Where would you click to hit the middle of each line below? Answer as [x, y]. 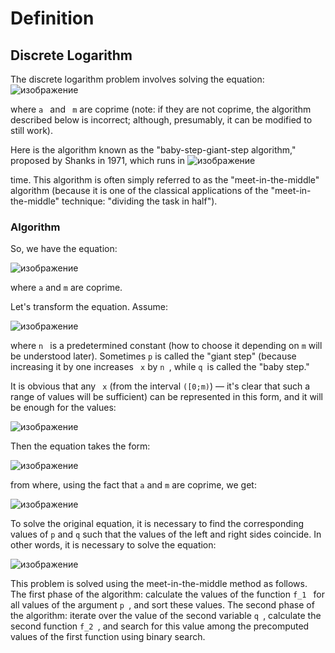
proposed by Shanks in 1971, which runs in [97, 160]
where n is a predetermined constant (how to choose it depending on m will [166, 346]
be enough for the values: [63, 408]
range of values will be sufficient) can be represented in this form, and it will [167, 397]
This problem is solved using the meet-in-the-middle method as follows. [159, 584]
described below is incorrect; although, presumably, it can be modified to [161, 120]
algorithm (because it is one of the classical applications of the [139, 190]
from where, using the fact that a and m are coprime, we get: [133, 485]
